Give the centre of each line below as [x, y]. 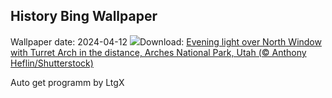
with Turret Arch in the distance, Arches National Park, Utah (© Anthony [158, 52]
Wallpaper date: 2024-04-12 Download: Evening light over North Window [166, 41]
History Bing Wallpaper [84, 16]
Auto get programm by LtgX [67, 82]
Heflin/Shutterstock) [52, 63]
